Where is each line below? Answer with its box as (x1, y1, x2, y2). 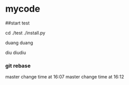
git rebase (5, 62, 31, 69)
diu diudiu (5, 49, 26, 55)
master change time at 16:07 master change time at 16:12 (5, 74, 124, 80)
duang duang (5, 39, 34, 46)
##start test (5, 20, 30, 26)
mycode (5, 3, 41, 15)
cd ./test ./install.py (5, 30, 46, 36)
